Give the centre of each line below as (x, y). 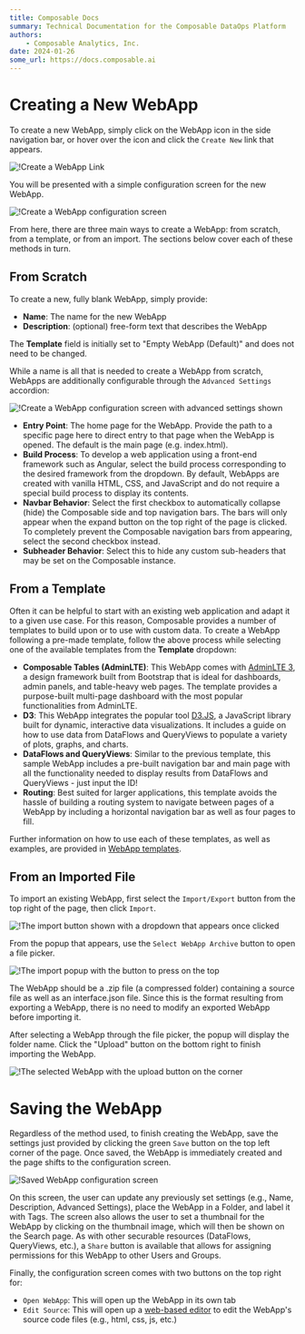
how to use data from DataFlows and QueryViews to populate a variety (155, 734)
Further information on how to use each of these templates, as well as (140, 839)
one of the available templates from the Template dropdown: (123, 649)
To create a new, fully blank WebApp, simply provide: (108, 299)
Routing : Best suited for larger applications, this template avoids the (150, 792)
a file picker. (32, 953)
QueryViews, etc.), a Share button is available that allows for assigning (141, 1246)
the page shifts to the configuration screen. (90, 1162)
